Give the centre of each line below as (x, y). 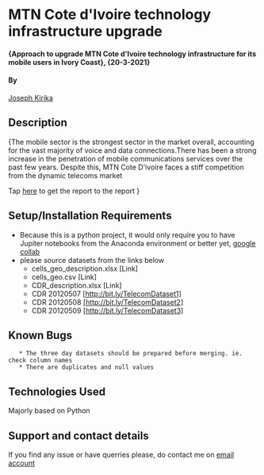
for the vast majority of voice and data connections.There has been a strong (132, 150)
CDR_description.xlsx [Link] (77, 285)
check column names (40, 361)
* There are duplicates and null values (86, 367)
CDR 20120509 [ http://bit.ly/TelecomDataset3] (107, 310)
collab (30, 252)
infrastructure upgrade (85, 31)
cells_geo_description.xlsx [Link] (85, 268)
